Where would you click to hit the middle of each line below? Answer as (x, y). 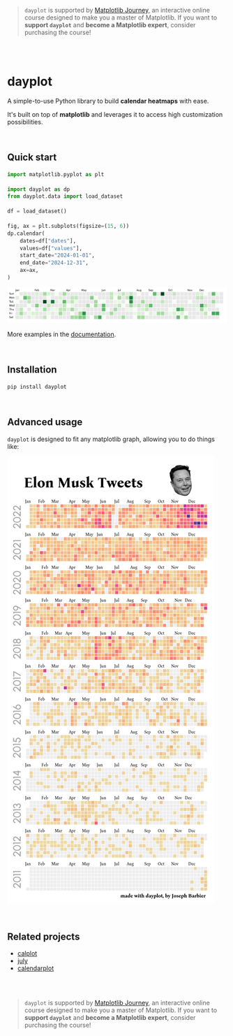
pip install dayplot (37, 387)
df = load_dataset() (37, 211)
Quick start (32, 158)
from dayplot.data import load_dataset (65, 196)
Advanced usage (45, 422)
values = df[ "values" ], (51, 248)
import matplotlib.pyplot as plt (56, 174)
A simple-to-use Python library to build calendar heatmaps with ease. (108, 101)
